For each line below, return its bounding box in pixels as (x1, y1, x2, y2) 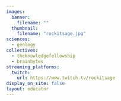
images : (6, 8, 26, 15)
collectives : (6, 48, 39, 53)
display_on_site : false (6, 81, 65, 87)
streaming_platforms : (6, 64, 60, 70)
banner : (11, 14, 31, 20)
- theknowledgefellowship (11, 53, 76, 59)
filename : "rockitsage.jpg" (17, 31, 86, 37)
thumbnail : (11, 25, 39, 31)
